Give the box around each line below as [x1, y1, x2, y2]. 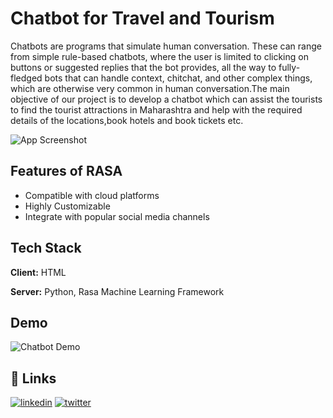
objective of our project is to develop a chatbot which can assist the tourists [10, 93, 323, 105]
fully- [278, 61, 301, 73]
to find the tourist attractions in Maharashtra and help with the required [10, 103, 303, 116]
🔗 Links [10, 370, 57, 387]
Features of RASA [10, 163, 123, 180]
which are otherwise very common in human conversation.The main [10, 82, 290, 94]
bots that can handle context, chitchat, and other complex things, [44, 72, 313, 84]
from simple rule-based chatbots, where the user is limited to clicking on [10, 50, 309, 62]
